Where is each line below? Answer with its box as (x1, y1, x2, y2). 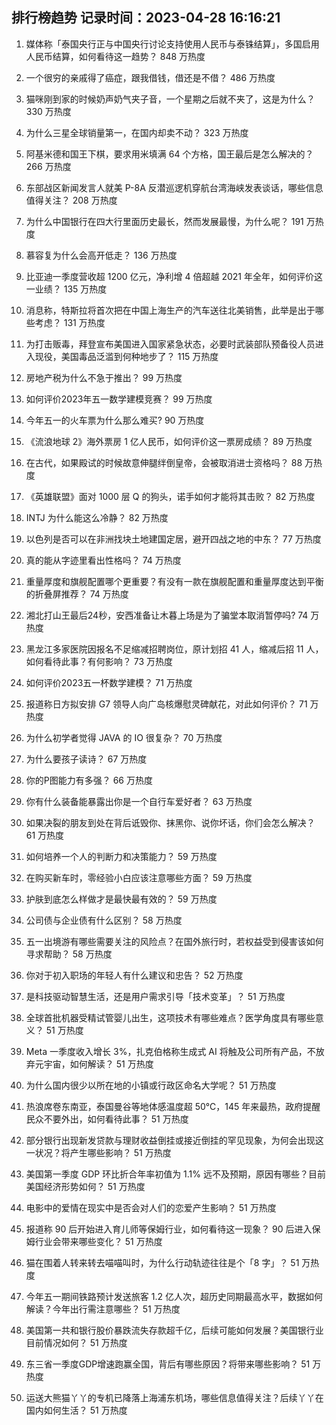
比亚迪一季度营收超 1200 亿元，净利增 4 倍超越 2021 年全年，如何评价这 (25, 270, 323, 282)
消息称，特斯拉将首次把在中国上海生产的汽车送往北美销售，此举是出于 (25, 304, 316, 316)
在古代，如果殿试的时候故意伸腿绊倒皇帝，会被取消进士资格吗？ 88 (25, 456, 303, 468)
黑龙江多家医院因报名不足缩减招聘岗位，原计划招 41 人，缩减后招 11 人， (25, 643, 324, 655)
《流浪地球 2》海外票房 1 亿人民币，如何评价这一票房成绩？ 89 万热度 (25, 435, 313, 447)
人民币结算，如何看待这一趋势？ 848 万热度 (25, 50, 206, 62)
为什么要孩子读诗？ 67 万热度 (25, 753, 148, 765)
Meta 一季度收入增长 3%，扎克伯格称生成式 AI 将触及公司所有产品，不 (25, 1045, 316, 1057)
